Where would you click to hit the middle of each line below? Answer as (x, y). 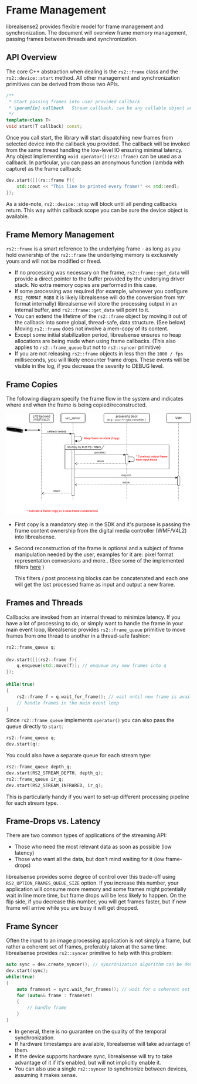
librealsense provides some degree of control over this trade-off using (91, 877)
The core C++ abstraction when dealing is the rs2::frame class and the (92, 72)
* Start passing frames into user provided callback (74, 101)
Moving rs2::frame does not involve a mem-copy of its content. (91, 328)
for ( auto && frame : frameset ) (55, 995)
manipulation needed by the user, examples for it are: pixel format (94, 554)
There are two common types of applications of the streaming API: (86, 835)
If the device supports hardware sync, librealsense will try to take (94, 1056)
